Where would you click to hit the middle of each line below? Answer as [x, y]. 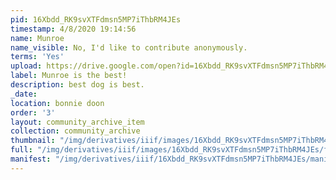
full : [21, 150]
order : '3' [33, 112]
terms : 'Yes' [37, 57]
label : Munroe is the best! [69, 76]
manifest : [31, 159]
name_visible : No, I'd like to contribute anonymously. [129, 47]
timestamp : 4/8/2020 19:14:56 [73, 29]
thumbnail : [33, 141]
